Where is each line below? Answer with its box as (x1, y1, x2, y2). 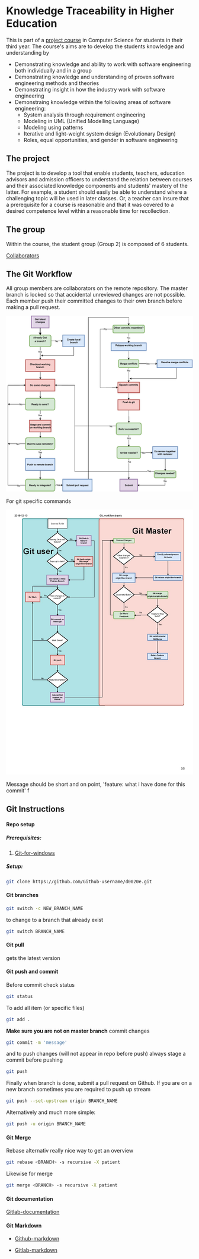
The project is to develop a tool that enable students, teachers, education (6, 169, 185, 177)
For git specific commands (6, 498, 71, 505)
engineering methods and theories (14, 79, 99, 87)
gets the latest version (6, 954, 60, 961)
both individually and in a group (14, 67, 92, 74)
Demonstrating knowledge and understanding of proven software (14, 73, 175, 80)
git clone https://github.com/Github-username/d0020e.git (6, 879, 152, 885)
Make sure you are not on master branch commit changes (6, 1027, 150, 1034)
